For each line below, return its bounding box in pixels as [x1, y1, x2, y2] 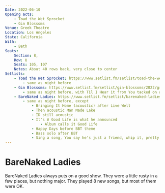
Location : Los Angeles [5, 30, 52, 35]
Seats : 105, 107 [14, 62, 48, 67]
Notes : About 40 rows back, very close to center [14, 67, 118, 72]
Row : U [14, 58, 27, 63]
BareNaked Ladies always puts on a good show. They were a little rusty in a [5, 173, 158, 179]
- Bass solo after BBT [31, 131, 78, 136]
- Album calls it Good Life [40, 122, 98, 127]
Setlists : [5, 71, 26, 76]
